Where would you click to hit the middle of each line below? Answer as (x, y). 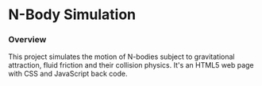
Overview (27, 40)
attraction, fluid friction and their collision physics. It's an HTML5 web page (131, 65)
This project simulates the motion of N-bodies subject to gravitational (121, 57)
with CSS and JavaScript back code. (68, 74)
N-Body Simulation (72, 15)
